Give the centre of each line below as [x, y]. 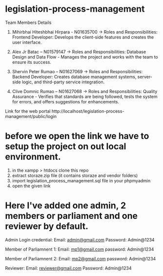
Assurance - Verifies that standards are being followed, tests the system [85, 97]
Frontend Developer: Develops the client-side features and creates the [83, 37]
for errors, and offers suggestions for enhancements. [66, 101]
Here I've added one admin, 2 [66, 206]
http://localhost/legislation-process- [88, 111]
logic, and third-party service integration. [63, 82]
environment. [33, 157]
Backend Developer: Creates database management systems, [74, 77]
